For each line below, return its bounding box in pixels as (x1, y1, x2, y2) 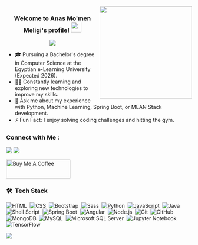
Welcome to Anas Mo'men (14, 14, 91, 22)
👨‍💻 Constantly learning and (14, 78, 81, 85)
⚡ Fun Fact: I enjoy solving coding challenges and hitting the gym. (14, 117, 175, 124)
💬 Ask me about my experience (14, 97, 91, 104)
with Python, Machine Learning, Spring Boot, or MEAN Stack (14, 104, 162, 111)
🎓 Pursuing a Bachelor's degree (14, 51, 95, 58)
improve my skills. (14, 91, 59, 98)
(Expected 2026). (14, 72, 58, 79)
